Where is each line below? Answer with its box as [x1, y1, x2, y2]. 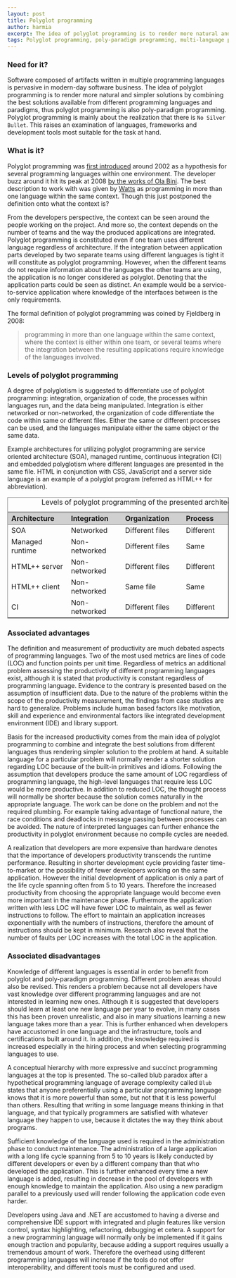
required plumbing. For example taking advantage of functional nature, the [7, 808, 223, 816]
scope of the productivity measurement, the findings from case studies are [7, 696, 225, 705]
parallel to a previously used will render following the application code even [7, 1189, 225, 1198]
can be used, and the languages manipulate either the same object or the [7, 424, 219, 432]
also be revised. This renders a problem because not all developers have [7, 982, 218, 990]
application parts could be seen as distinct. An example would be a [7, 280, 202, 289]
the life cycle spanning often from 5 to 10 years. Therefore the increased [7, 881, 216, 890]
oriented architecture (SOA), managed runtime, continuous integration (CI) [7, 453, 223, 461]
